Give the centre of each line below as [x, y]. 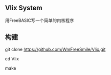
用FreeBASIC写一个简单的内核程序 [40, 20]
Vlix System [24, 8]
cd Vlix [12, 58]
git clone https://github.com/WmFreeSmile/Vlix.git [55, 49]
